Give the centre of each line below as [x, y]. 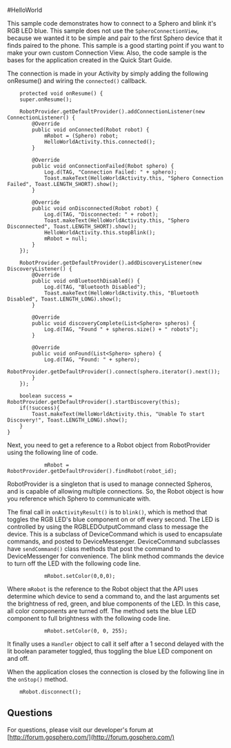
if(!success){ [40, 408]
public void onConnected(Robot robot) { [91, 130]
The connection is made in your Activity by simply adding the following [108, 73]
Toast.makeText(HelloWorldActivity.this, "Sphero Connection [134, 178]
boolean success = [46, 396]
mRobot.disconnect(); [50, 692]
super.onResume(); [46, 100]
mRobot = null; [66, 239]
